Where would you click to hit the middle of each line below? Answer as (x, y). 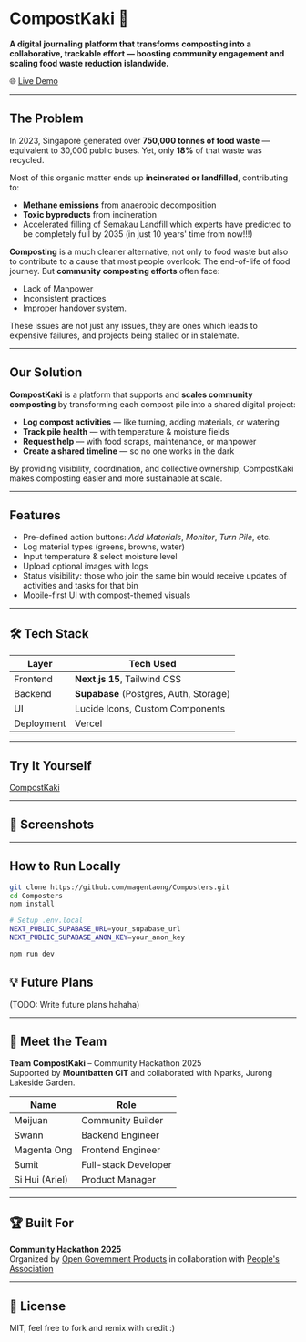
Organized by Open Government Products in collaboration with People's (144, 1259)
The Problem (46, 119)
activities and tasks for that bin (80, 586)
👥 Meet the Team (58, 1041)
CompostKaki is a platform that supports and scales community (131, 394)
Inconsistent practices (64, 298)
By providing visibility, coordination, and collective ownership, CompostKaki (152, 468)
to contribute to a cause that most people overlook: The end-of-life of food (150, 261)
